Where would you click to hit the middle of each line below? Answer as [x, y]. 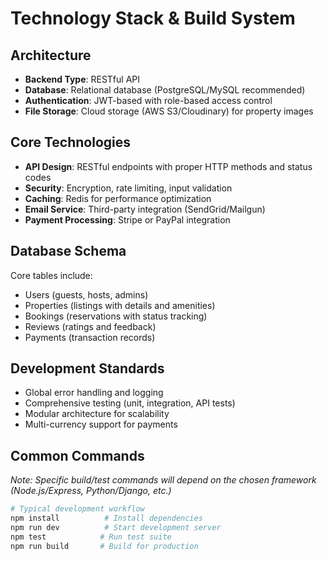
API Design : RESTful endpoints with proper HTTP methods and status [168, 166]
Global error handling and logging [94, 393]
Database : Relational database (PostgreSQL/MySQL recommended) [165, 90]
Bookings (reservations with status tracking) [116, 316]
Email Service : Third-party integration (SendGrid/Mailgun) [145, 209]
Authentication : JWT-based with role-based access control [148, 100]
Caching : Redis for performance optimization [118, 198]
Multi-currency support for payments [101, 424]
